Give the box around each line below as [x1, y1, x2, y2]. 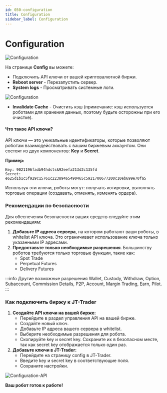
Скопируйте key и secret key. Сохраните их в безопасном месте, [19, 337, 158, 343]
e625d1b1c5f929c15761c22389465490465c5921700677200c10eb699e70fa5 [5, 176, 146, 181]
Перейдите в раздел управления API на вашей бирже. [19, 315, 136, 321]
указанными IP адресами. [12, 239, 68, 245]
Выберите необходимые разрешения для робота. [19, 331, 126, 337]
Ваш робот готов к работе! [5, 383, 63, 389]
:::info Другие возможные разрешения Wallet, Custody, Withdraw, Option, [5, 275, 161, 281]
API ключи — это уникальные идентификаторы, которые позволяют [5, 137, 150, 143]
